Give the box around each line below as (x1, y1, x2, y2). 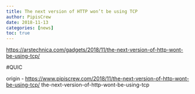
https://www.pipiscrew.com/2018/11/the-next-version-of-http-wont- (25, 75, 190, 82)
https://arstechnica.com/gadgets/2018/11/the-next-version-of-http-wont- (6, 46, 184, 53)
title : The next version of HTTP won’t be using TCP (6, 8, 138, 15)
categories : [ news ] (6, 25, 54, 31)
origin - (6, 75, 24, 82)
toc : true (6, 30, 31, 36)
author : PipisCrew (6, 14, 51, 20)
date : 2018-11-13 (6, 19, 49, 25)
